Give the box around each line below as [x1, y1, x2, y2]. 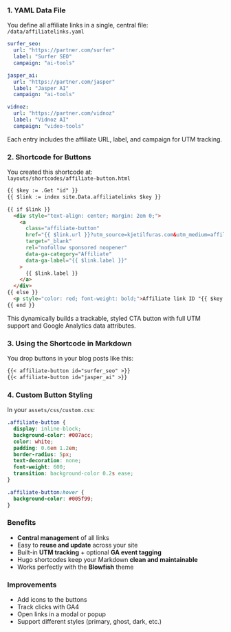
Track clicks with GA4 [16, 603, 80, 611]
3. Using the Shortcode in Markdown [7, 339, 132, 348]
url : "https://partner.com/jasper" [13, 78, 115, 85]
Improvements [7, 580, 57, 589]
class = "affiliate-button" [25, 225, 100, 232]
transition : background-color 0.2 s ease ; [13, 470, 134, 477]
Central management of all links [16, 533, 110, 541]
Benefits [7, 518, 36, 528]
